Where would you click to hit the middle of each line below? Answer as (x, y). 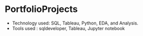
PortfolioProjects (41, 9)
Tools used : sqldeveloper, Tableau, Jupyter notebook (68, 28)
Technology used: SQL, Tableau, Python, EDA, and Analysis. (75, 23)
